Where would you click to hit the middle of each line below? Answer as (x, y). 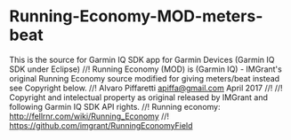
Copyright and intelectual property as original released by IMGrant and (139, 97)
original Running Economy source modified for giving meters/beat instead (145, 78)
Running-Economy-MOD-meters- (136, 16)
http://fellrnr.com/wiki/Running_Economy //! (89, 116)
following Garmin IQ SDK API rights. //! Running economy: (115, 106)
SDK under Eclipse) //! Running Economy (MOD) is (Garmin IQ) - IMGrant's (145, 69)
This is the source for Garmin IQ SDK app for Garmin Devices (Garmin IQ (142, 59)
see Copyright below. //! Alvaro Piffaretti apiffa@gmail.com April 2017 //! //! (146, 88)
